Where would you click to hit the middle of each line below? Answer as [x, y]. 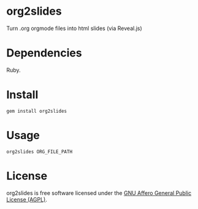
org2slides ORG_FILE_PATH [39, 151]
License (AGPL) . [27, 199]
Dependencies [44, 53]
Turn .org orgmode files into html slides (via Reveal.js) [74, 28]
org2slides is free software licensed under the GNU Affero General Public [99, 193]
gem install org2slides [37, 111]
